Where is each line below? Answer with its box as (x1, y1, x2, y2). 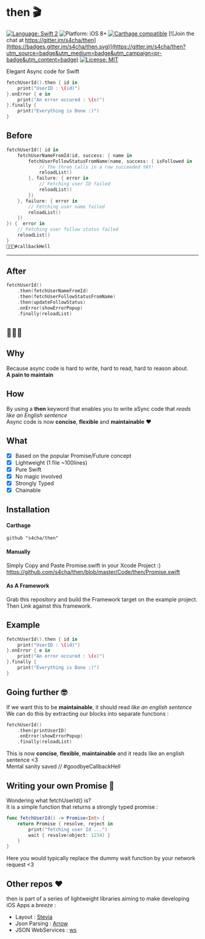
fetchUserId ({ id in (6, 147, 59, 153)
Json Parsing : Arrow (15, 920, 68, 927)
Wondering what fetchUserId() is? (6, 797, 92, 804)
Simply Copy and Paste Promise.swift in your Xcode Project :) (6, 561, 161, 569)
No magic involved (15, 473, 62, 480)
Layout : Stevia (15, 913, 53, 921)
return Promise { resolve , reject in (17, 820, 113, 827)
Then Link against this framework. (6, 602, 92, 609)
